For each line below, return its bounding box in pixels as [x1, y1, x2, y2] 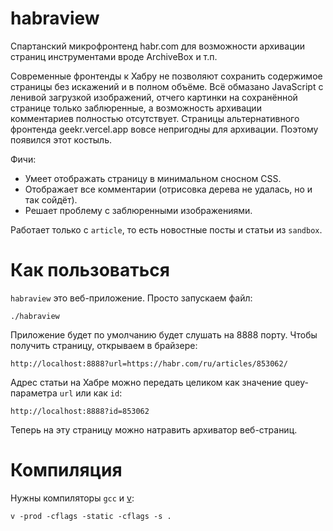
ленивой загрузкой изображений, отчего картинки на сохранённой [10, 91, 298, 103]
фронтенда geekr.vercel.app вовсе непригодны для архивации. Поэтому [10, 123, 319, 135]
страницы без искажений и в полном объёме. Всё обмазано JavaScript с [10, 80, 324, 92]
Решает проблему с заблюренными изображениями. [24, 204, 253, 216]
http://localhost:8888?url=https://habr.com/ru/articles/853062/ [10, 358, 288, 369]
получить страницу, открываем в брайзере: [10, 339, 198, 351]
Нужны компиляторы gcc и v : [10, 492, 135, 504]
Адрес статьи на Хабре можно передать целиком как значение [10, 376, 283, 388]
